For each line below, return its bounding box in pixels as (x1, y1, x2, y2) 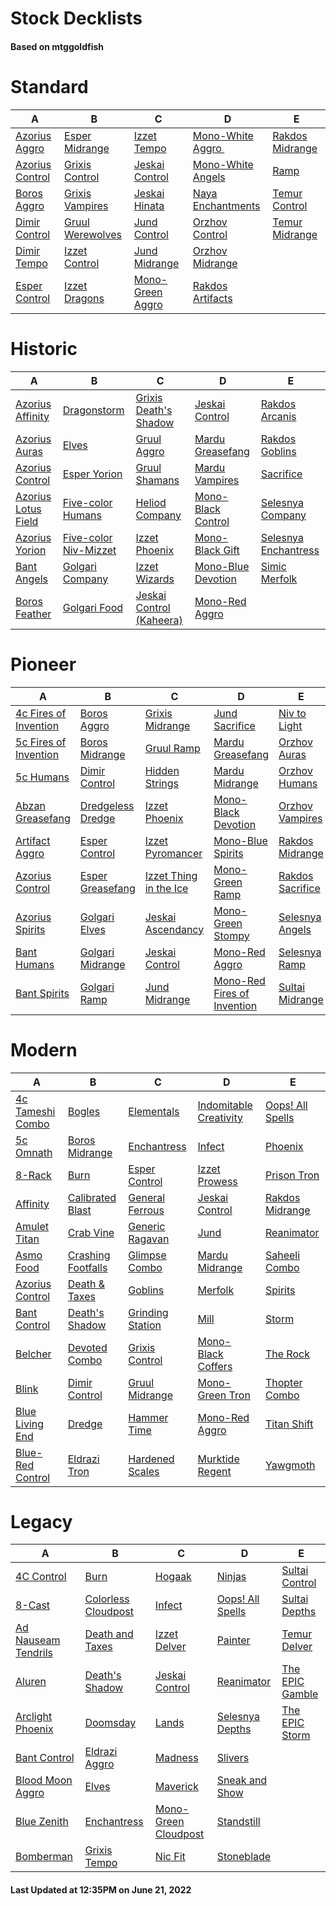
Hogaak (154, 1570, 192, 1584)
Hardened (128, 1452, 175, 1466)
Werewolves (64, 227, 122, 241)
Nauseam (15, 1633, 61, 1647)
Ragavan (128, 1232, 170, 1246)
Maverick (154, 1780, 200, 1794)
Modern (10, 1038, 78, 1061)
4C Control (15, 1570, 67, 1584)
